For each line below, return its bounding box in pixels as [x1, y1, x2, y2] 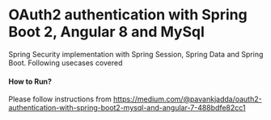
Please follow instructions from [8, 94, 112, 104]
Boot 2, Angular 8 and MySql [8, 23, 205, 41]
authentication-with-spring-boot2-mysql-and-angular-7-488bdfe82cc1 [8, 103, 246, 113]
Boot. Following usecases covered [8, 58, 123, 68]
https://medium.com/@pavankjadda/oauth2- [112, 94, 262, 104]
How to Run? [8, 77, 53, 86]
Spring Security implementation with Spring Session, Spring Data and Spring [8, 49, 264, 59]
